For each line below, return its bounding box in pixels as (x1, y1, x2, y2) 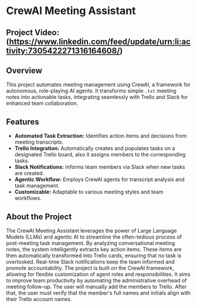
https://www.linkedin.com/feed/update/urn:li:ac (9, 36, 191, 46)
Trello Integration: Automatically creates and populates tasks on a (14, 145, 175, 152)
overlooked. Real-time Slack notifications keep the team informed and (6, 258, 175, 265)
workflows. (14, 195, 42, 202)
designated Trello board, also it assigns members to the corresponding (14, 151, 186, 158)
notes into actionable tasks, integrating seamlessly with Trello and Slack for (6, 94, 188, 101)
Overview (6, 66, 43, 76)
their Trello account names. (6, 296, 72, 303)
